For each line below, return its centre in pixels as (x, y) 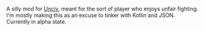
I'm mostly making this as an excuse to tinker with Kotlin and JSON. (91, 15)
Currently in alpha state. (37, 22)
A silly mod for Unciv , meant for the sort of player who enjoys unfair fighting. (102, 9)
